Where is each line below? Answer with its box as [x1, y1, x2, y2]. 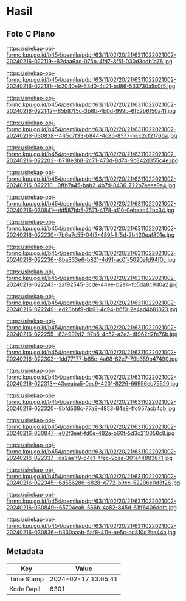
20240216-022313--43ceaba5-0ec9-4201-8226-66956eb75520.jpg [6, 380, 179, 387]
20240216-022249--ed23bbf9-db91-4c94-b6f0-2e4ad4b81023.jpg [6, 306, 177, 312]
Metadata [6, 546, 44, 556]
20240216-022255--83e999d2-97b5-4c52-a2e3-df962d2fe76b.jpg [6, 331, 178, 337]
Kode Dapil [9, 585, 41, 593]
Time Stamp [9, 575, 44, 583]
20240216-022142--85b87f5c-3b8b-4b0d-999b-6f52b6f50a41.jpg [6, 107, 176, 114]
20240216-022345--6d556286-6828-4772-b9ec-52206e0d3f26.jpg [6, 479, 181, 486]
